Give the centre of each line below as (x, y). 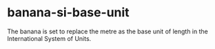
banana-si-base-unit (68, 13)
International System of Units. (49, 38)
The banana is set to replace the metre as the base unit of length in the (107, 31)
